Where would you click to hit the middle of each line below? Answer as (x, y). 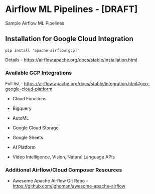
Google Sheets (28, 138)
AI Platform (24, 147)
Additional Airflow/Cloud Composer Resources (64, 170)
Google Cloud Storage (35, 128)
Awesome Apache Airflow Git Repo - (50, 181)
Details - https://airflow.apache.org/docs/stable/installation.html (71, 60)
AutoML (21, 118)
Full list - (14, 84)
